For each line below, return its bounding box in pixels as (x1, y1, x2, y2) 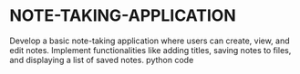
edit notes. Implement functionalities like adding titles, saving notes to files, (9, 44, 292, 55)
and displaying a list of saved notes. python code (9, 54, 194, 65)
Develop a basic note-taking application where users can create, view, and (9, 35, 290, 46)
